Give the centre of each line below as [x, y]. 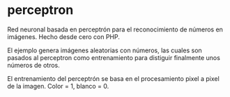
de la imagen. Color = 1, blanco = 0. [58, 86]
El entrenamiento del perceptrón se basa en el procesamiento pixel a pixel [113, 78]
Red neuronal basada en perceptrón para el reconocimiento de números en [115, 29]
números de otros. [34, 65]
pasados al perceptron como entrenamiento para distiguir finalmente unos [114, 57]
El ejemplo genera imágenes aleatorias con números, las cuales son [105, 50]
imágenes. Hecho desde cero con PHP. [64, 36]
